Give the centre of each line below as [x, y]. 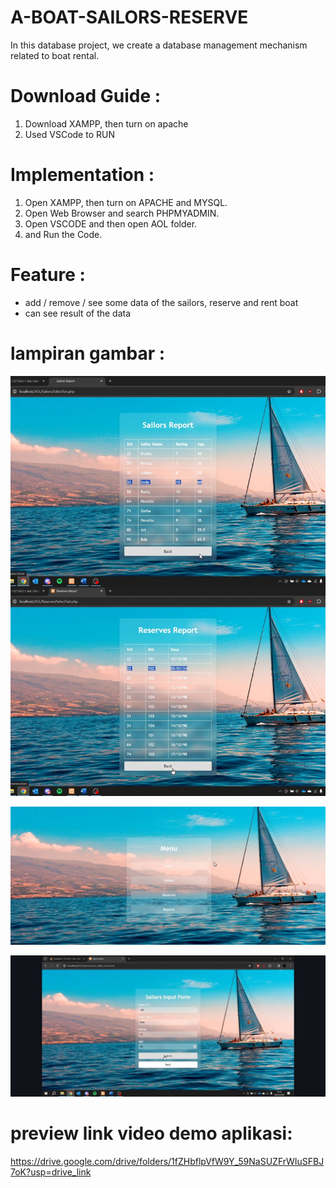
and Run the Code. [63, 234]
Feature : [48, 275]
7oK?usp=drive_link [51, 1172]
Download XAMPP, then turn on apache [106, 123]
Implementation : [82, 175]
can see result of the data [78, 313]
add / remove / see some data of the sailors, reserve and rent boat [161, 302]
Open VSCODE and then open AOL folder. [111, 223]
